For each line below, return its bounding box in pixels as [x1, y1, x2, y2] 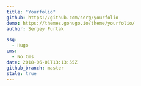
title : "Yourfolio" [6, 8, 56, 15]
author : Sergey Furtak [6, 25, 64, 32]
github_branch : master [6, 65, 64, 71]
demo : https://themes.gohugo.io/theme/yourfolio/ [6, 20, 136, 26]
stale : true [6, 70, 37, 76]
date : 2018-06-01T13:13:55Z [6, 59, 78, 65]
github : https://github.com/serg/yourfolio [6, 15, 119, 21]
